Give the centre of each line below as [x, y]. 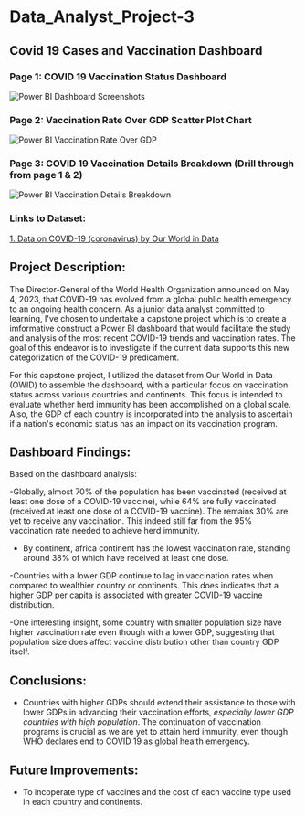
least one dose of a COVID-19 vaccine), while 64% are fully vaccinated [143, 502]
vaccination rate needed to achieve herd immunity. [105, 531]
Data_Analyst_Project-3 [102, 17]
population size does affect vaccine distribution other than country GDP [144, 642]
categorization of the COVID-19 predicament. [95, 357]
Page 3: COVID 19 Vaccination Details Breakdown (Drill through [152, 164]
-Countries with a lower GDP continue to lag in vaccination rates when [142, 576]
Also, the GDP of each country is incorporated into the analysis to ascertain [152, 414]
